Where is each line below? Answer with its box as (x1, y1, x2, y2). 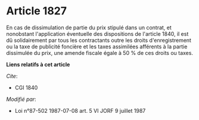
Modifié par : (6, 96, 37, 103)
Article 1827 (6, 4, 67, 18)
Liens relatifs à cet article (6, 61, 70, 68)
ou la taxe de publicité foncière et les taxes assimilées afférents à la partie (6, 43, 188, 50)
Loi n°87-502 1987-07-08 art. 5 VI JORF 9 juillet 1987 (14, 107, 146, 114)
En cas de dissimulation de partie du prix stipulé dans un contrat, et (6, 24, 172, 31)
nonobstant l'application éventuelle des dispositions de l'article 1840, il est (6, 30, 189, 37)
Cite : (6, 72, 18, 79)
